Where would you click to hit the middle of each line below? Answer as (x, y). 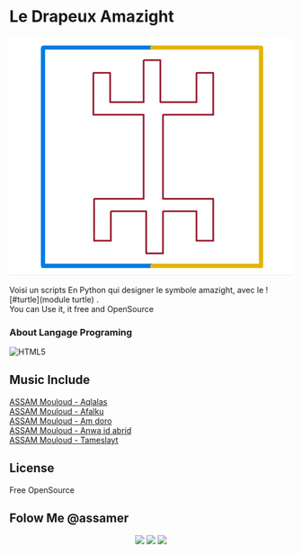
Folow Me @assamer (69, 518)
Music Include (50, 380)
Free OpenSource (42, 490)
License (32, 468)
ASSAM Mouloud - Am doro (61, 421)
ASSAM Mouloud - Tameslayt (64, 440)
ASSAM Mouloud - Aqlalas (58, 401)
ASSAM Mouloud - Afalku (57, 411)
